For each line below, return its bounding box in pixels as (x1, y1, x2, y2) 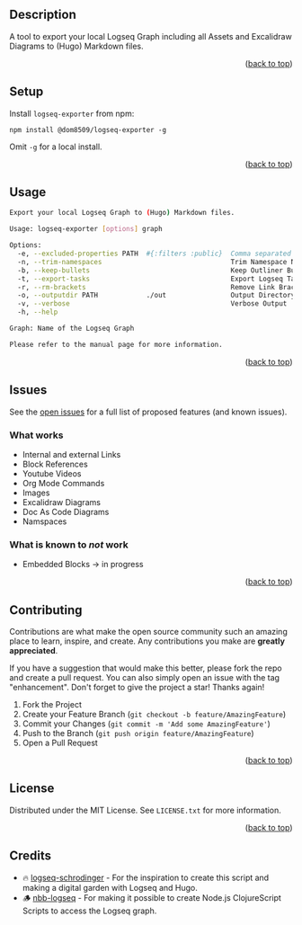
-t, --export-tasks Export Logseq (17, 274, 283, 283)
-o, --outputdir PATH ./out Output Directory (17, 291, 296, 300)
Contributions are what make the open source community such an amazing (9, 627, 288, 637)
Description (9, 7, 76, 22)
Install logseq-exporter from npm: (9, 108, 135, 119)
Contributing (9, 602, 83, 618)
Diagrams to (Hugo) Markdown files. (9, 40, 144, 51)
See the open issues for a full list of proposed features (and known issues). (9, 406, 288, 417)
